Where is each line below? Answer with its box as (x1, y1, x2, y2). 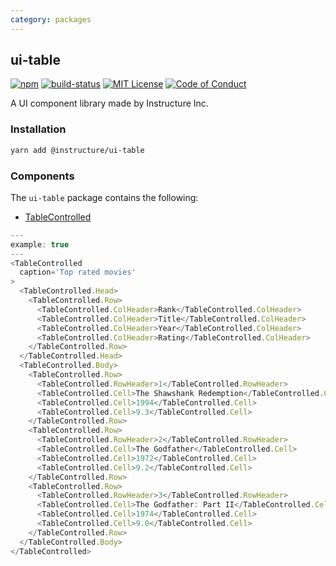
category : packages (10, 14, 92, 25)
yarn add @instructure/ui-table (10, 145, 145, 155)
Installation (10, 122, 67, 136)
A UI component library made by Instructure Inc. (10, 97, 209, 110)
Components (10, 169, 75, 183)
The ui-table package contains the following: (10, 191, 199, 203)
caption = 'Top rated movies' (19, 267, 137, 278)
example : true (10, 239, 70, 250)
